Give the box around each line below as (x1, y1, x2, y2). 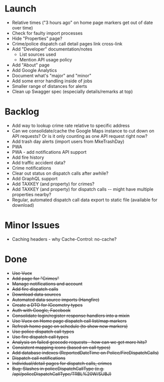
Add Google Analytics (11, 67, 57, 73)
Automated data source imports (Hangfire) (11, 297, 99, 303)
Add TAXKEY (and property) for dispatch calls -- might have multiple (11, 186, 153, 192)
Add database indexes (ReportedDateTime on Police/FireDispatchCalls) (11, 350, 159, 356)
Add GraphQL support (11, 175, 58, 181)
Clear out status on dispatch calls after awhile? (11, 170, 108, 176)
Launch (4, 3, 36, 14)
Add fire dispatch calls (11, 286, 58, 292)
